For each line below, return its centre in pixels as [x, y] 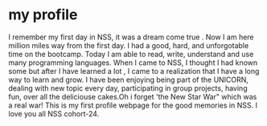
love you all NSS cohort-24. [54, 113]
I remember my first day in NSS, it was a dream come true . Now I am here [131, 37]
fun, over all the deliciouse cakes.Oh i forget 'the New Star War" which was [133, 96]
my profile [43, 15]
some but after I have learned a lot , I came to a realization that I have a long [134, 71]
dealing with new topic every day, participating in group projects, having [128, 88]
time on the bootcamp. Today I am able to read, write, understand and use [131, 54]
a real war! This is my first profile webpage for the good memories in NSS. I [133, 105]
